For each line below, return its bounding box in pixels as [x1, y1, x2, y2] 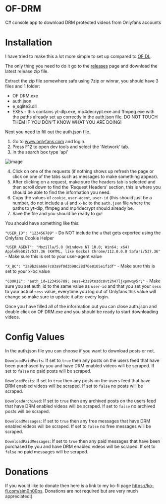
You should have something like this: [5, 220, 80, 226]
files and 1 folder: [5, 83, 41, 89]
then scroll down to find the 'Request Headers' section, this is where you [12, 184, 161, 190]
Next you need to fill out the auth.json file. [5, 129, 91, 135]
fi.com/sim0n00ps [5, 488, 43, 494]
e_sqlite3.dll [12, 103, 37, 109]
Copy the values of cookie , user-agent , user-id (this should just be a [12, 194, 152, 200]
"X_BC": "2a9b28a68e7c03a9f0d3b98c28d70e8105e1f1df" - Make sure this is [5, 263, 155, 269]
